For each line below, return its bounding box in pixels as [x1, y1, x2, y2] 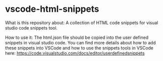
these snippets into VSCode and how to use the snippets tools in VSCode [5, 45, 154, 51]
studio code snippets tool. [5, 25, 58, 30]
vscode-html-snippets [5, 3, 99, 15]
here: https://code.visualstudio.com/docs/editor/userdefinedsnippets [5, 50, 145, 56]
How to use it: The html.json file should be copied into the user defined [5, 34, 149, 40]
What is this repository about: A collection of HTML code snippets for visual [5, 20, 159, 26]
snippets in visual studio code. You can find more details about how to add [5, 39, 156, 45]
